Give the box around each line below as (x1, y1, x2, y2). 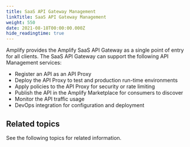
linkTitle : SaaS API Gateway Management (6, 14, 107, 20)
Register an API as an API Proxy (14, 71, 92, 78)
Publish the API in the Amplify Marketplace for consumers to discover (14, 89, 184, 96)
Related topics (6, 119, 60, 129)
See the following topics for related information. (6, 134, 122, 141)
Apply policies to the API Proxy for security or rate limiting (14, 83, 155, 90)
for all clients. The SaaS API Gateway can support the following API (6, 53, 169, 60)
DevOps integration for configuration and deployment (14, 102, 145, 109)
